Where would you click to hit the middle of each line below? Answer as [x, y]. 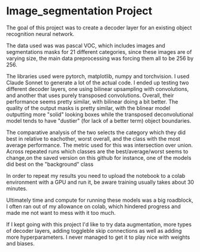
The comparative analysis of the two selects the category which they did [96, 132]
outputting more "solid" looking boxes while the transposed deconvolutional [100, 114]
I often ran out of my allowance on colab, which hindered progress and [93, 206]
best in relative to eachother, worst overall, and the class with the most [93, 138]
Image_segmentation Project [79, 11]
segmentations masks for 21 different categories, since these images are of [99, 51]
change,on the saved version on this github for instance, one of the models [99, 157]
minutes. [17, 188]
